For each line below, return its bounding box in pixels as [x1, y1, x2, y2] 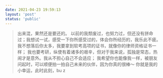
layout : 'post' [5, 12, 37, 17]
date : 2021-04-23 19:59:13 [5, 7, 61, 12]
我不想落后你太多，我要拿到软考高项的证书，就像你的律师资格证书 [17, 43, 152, 49]
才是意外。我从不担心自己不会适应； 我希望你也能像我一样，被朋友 [21, 55, 158, 61]
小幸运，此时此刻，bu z [17, 68, 66, 74]
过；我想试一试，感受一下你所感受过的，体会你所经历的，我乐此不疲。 [17, 37, 161, 42]
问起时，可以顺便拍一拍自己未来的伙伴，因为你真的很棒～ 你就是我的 [17, 61, 158, 67]
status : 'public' [5, 16, 41, 21]
